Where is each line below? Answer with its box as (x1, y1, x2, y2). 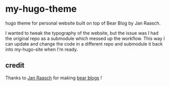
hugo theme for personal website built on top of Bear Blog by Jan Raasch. (5, 20, 161, 26)
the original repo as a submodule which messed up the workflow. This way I (5, 35, 165, 41)
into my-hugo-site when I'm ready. (5, 46, 78, 52)
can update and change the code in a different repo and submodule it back (5, 40, 163, 47)
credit (5, 61, 25, 70)
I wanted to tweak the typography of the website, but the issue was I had (5, 30, 159, 36)
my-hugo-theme (5, 3, 77, 15)
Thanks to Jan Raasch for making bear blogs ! (5, 75, 102, 81)
